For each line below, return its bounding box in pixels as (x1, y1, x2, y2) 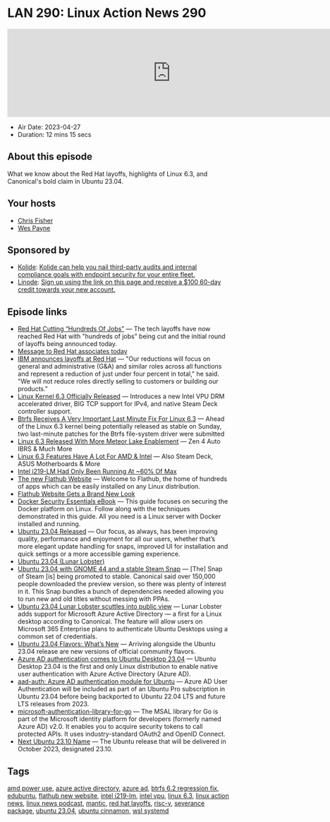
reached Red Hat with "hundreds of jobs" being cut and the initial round (17, 332, 226, 340)
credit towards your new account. (17, 285, 116, 294)
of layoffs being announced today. (17, 340, 118, 348)
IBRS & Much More (17, 445, 73, 453)
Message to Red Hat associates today (17, 347, 128, 356)
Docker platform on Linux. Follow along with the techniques (17, 505, 190, 513)
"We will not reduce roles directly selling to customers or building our (17, 377, 219, 386)
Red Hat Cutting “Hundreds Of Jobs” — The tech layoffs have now (17, 325, 211, 333)
